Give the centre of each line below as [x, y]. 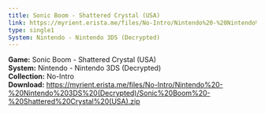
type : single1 [32, 30]
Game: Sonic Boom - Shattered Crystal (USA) [82, 60]
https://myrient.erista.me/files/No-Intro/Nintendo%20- [134, 85]
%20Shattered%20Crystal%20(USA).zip [74, 101]
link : [17, 23]
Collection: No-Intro [41, 76]
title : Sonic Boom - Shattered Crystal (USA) [84, 15]
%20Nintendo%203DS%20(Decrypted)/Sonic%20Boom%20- [109, 93]
